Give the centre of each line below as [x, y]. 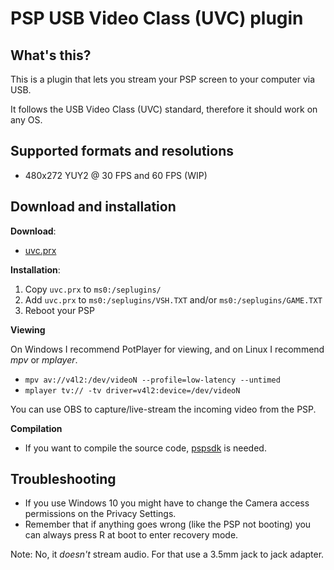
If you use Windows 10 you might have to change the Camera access [167, 503]
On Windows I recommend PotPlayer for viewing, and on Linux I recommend [167, 349]
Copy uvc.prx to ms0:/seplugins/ [93, 289]
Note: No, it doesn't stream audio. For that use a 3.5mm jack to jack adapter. [167, 554]
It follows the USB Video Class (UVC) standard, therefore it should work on [164, 109]
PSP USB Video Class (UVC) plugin [157, 18]
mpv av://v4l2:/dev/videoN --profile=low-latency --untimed [152, 380]
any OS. [26, 120]
